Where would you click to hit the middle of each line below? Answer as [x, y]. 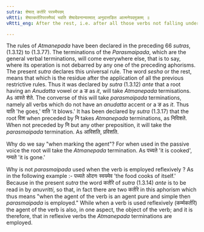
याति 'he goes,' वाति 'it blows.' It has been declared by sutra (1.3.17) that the [98, 111]
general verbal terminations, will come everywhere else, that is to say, [93, 59]
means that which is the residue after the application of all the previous [95, 78]
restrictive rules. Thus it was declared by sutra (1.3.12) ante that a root [93, 84]
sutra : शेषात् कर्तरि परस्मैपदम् [35, 12]
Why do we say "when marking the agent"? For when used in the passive [98, 144]
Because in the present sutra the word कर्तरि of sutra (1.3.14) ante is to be [96, 183]
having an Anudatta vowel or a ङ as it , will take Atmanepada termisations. [99, 91]
